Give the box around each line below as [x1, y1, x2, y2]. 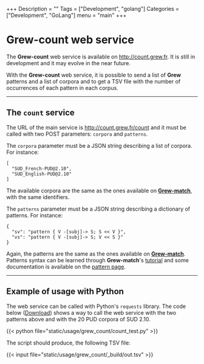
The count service [6, 108, 75, 118]
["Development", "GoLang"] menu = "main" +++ [6, 12, 127, 19]
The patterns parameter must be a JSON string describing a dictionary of [6, 205, 191, 212]
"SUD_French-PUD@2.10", [12, 166, 72, 172]
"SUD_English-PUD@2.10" [12, 170, 72, 177]
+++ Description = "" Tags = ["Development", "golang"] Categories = [6, 5, 180, 12]
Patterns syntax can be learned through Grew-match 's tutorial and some [6, 256, 189, 264]
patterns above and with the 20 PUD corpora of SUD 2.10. [6, 315, 151, 323]
